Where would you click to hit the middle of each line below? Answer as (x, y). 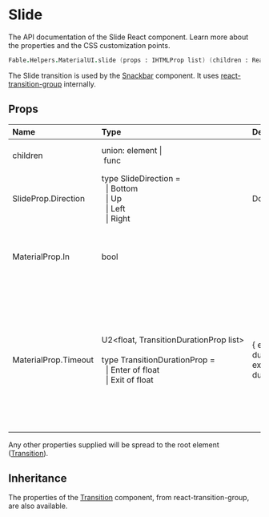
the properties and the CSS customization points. (89, 45)
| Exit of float (129, 380)
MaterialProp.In (41, 256)
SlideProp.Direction (49, 198)
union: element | (132, 150)
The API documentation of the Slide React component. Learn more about (128, 37)
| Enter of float (132, 370)
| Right (118, 218)
